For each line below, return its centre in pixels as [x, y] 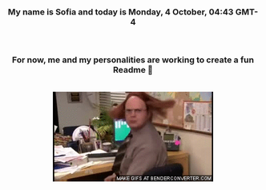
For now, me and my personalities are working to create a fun [133, 60]
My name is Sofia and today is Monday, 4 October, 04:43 [121, 12]
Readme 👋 [133, 70]
